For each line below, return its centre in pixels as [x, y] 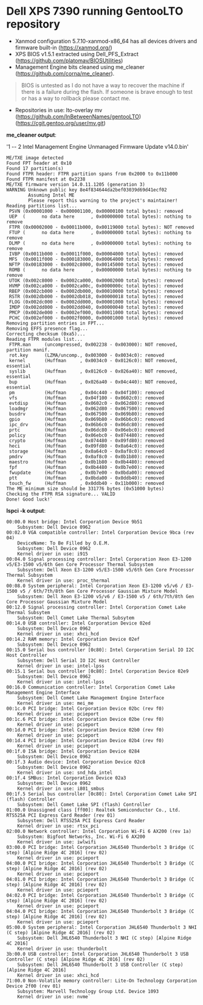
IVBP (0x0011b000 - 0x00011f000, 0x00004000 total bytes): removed [96, 254]
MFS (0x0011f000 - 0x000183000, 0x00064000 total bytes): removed [96, 259]
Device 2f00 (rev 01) [34, 986]
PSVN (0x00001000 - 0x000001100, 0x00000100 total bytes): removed [96, 211]
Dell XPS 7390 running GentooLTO [95, 11]
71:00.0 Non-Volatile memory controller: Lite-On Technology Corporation [102, 981]
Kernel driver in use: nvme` [54, 996]
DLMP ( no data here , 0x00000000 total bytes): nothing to [100, 243]
